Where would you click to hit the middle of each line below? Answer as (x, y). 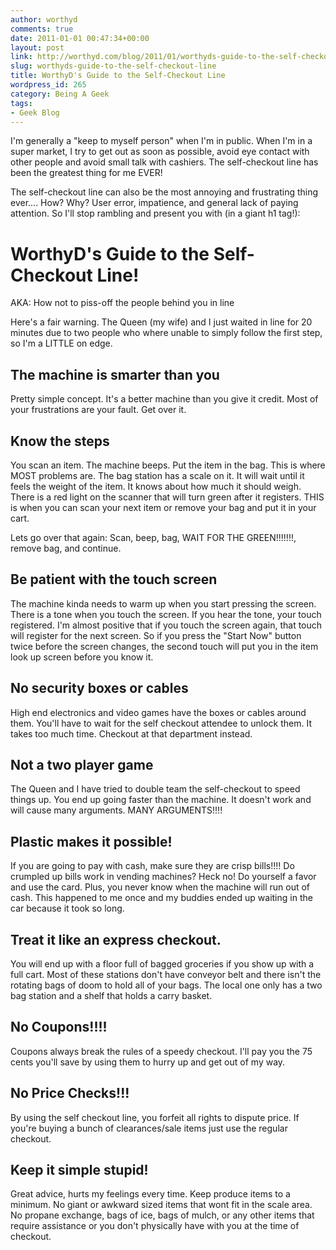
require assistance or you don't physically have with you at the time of (155, 1226)
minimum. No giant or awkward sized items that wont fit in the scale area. (161, 1205)
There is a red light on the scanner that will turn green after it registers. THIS (167, 497)
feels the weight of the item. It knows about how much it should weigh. (156, 486)
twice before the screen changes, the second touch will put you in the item (164, 646)
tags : (21, 103)
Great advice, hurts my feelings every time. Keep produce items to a (150, 1194)
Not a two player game (82, 764)
